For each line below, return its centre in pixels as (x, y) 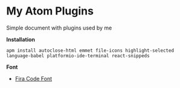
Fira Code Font (34, 78)
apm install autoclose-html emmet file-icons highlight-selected (90, 50)
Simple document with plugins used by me (59, 28)
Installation (21, 39)
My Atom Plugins (50, 11)
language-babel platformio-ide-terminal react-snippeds (78, 55)
